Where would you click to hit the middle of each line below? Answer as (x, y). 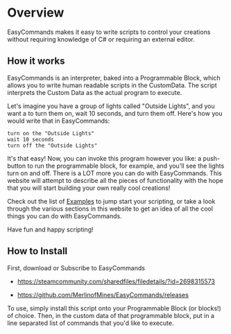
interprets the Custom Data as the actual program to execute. (95, 92)
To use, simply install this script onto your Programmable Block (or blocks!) (114, 308)
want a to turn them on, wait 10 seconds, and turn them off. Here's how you (115, 113)
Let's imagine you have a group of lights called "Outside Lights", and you (111, 106)
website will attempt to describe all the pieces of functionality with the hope (115, 180)
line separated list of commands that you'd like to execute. (91, 323)
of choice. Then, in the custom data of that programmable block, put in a (111, 315)
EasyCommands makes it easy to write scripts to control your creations (109, 32)
